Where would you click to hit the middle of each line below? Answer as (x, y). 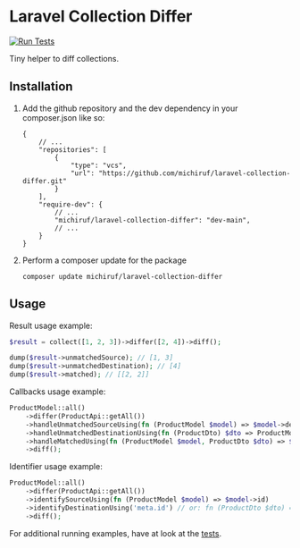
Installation (41, 87)
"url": (83, 173)
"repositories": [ (73, 149)
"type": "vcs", (98, 165)
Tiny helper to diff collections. (64, 58)
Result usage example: (51, 325)
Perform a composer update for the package (104, 260)
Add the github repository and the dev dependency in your (130, 108)
